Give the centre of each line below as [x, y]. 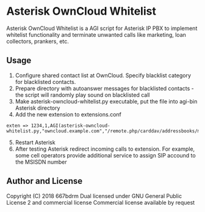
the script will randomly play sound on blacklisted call [82, 95]
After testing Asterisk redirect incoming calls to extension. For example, [105, 149]
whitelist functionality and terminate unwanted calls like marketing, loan [96, 34]
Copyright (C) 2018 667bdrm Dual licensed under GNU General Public [94, 196]
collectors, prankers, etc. [38, 41]
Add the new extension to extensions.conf [68, 114]
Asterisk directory [38, 108]
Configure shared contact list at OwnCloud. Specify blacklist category [103, 75]
